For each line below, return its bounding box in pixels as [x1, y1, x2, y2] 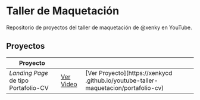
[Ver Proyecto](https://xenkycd [85, 68, 173, 77]
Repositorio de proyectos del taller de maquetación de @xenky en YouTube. [6, 24, 192, 31]
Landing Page [9, 68, 49, 77]
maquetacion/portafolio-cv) [85, 83, 164, 92]
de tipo [9, 76, 29, 85]
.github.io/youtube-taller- [85, 76, 158, 85]
